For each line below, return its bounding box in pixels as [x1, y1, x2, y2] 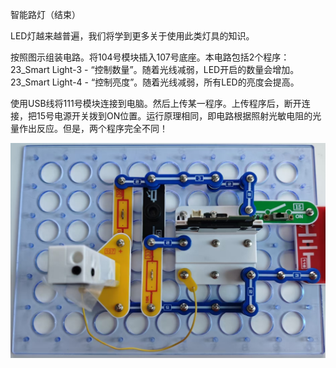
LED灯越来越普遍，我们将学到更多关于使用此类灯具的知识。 [10, 30, 255, 42]
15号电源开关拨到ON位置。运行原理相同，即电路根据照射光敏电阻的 [36, 110, 313, 122]
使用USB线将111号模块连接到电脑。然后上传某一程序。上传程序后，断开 [10, 98, 302, 109]
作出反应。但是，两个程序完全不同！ [18, 123, 168, 134]
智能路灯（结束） [10, 9, 81, 20]
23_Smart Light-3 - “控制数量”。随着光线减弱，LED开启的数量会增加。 [10, 64, 300, 75]
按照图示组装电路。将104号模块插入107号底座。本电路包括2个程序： [10, 51, 290, 63]
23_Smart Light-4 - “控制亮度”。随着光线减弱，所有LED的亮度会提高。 [10, 76, 300, 88]
